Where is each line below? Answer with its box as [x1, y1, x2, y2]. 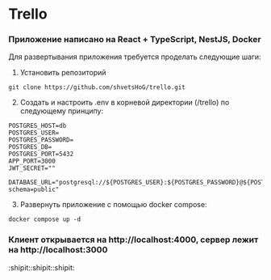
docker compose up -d [8, 215, 81, 223]
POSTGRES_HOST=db [8, 122, 67, 130]
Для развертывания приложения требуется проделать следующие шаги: [8, 52, 261, 62]
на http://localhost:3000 [8, 244, 108, 256]
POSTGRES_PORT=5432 [8, 151, 74, 159]
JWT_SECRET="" [8, 164, 56, 172]
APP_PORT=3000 [8, 157, 56, 166]
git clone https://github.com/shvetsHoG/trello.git [8, 83, 186, 91]
